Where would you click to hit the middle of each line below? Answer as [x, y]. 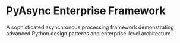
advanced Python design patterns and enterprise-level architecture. [89, 33]
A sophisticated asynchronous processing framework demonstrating [90, 27]
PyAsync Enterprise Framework [86, 11]
